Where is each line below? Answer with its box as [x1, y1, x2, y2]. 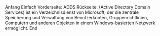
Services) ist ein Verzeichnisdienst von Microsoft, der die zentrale [5, 9, 139, 15]
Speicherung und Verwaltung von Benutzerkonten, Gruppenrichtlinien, [5, 15, 148, 20]
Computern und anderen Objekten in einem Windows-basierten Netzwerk [5, 20, 156, 26]
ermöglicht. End [5, 25, 38, 31]
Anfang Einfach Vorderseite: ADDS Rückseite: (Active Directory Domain [5, 4, 151, 10]
